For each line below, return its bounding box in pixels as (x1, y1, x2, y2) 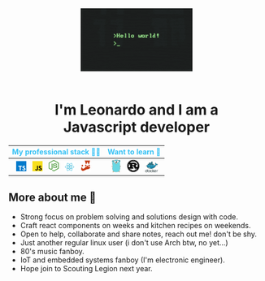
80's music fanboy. (20, 247, 85, 256)
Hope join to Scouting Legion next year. (20, 264, 153, 273)
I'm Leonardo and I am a (54, 101, 219, 119)
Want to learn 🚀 (106, 147, 161, 157)
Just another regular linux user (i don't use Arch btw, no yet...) (20, 238, 229, 247)
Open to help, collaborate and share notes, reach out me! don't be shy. (20, 229, 258, 239)
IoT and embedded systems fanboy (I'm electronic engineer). (20, 255, 225, 265)
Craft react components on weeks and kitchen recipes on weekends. (20, 221, 251, 230)
